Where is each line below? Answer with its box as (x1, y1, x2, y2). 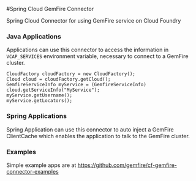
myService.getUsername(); (6, 92, 72, 98)
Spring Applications (6, 112, 67, 120)
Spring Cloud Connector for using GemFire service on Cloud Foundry (6, 17, 181, 24)
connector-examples (6, 168, 59, 175)
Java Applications (6, 32, 61, 40)
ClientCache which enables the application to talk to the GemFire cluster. (6, 132, 190, 139)
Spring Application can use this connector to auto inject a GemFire (6, 125, 174, 133)
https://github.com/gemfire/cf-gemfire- (77, 161, 178, 169)
